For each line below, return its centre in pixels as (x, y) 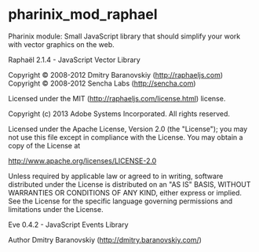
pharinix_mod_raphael (83, 15)
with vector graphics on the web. (62, 44)
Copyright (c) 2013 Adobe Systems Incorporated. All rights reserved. (119, 113)
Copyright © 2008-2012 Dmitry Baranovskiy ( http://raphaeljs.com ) (116, 75)
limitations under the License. (56, 209)
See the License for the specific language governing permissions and (120, 201)
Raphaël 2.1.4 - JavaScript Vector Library (75, 60)
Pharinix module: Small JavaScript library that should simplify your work (124, 36)
